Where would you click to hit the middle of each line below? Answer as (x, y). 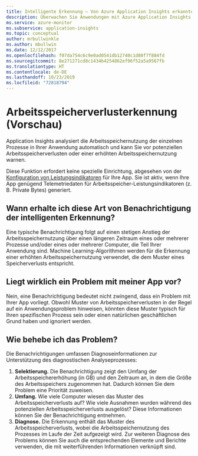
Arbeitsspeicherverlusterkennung (92, 112)
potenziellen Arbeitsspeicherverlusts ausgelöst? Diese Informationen (98, 409)
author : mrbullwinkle (33, 39)
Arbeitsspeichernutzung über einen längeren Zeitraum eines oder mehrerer (98, 238)
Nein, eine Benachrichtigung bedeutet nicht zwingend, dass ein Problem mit (98, 296)
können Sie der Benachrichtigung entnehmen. (70, 415)
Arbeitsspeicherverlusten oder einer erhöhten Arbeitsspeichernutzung (92, 153)
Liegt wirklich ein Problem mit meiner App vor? (94, 282)
